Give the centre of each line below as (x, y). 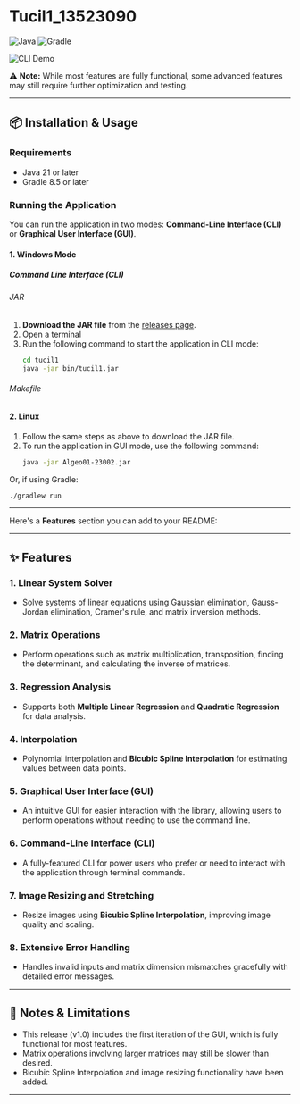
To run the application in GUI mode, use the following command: (140, 446)
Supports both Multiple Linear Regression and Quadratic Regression (150, 707)
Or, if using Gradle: (44, 479)
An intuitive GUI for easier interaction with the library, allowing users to (152, 811)
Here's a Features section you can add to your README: (113, 521)
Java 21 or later (50, 172)
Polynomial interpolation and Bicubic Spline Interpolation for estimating (154, 758)
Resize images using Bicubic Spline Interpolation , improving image (146, 915)
